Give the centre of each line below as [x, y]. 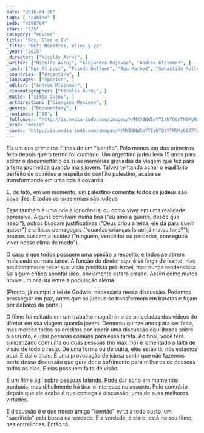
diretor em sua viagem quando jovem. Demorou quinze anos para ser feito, [100, 323]
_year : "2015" [24, 52]
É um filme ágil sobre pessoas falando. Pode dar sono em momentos [92, 380]
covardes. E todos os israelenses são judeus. [63, 199]
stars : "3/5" [23, 29]
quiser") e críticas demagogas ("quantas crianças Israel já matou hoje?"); [98, 230]
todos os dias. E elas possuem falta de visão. [63, 368]
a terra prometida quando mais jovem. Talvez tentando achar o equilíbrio [97, 167]
